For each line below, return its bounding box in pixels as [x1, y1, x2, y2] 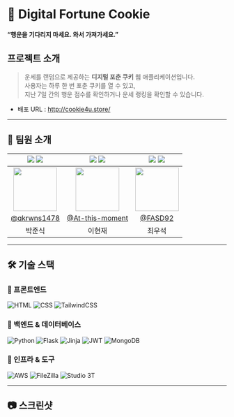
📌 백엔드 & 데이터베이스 [7, 320, 81, 330]
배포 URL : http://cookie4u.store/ [17, 105, 111, 113]
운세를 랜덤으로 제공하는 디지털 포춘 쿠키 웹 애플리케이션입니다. [24, 73, 195, 81]
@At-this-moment [66, 213, 129, 223]
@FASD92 [139, 213, 174, 223]
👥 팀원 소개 [7, 134, 52, 146]
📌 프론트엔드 [7, 284, 47, 294]
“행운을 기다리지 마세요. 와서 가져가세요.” [7, 30, 118, 38]
